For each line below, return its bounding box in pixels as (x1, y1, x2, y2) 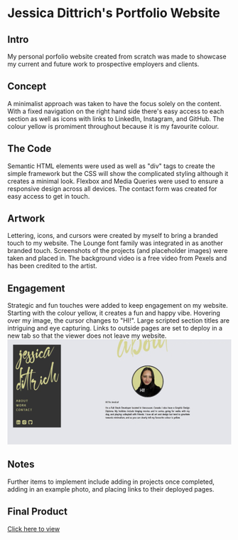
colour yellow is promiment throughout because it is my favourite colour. (7, 122, 220, 130)
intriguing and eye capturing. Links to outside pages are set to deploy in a (7, 324, 222, 333)
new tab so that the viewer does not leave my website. (7, 331, 167, 340)
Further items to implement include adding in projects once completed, (7, 477, 215, 486)
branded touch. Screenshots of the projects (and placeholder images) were (7, 246, 228, 255)
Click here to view (7, 524, 60, 533)
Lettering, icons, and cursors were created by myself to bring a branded (7, 232, 218, 240)
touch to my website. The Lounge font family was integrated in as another (7, 239, 224, 247)
